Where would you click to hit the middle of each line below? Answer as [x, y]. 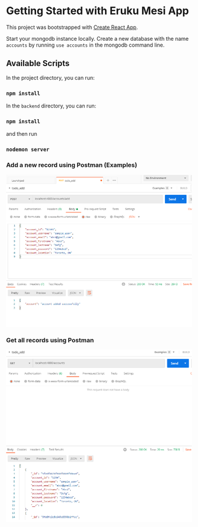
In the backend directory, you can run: [51, 106]
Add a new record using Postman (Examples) [72, 165]
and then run [22, 134]
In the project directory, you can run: [50, 77]
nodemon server [28, 150]
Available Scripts [38, 63]
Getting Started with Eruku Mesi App [98, 11]
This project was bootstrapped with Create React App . [72, 27]
